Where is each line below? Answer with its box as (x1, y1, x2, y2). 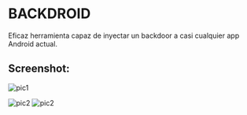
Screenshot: (8, 62, 70, 76)
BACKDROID (8, 5, 91, 23)
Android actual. (8, 39, 57, 48)
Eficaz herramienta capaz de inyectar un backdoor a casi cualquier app (8, 31, 240, 40)
